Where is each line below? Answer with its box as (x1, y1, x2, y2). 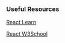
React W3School (6, 30, 48, 38)
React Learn (6, 19, 37, 26)
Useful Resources (6, 5, 60, 13)
